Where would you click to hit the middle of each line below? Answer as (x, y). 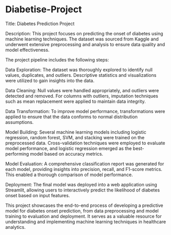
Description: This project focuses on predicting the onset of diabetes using (84, 33)
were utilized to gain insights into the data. (50, 80)
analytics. (15, 227)
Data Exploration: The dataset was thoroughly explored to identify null (79, 70)
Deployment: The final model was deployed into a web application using (81, 184)
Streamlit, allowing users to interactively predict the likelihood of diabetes (83, 190)
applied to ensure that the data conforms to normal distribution (72, 117)
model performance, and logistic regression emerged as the (69, 148)
